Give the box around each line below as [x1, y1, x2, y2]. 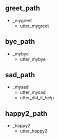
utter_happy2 [19, 128, 47, 134]
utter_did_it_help [19, 95, 54, 101]
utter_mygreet [19, 23, 49, 29]
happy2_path [5, 109, 47, 118]
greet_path [5, 4, 40, 13]
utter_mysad [19, 89, 46, 95]
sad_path [5, 71, 35, 80]
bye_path [5, 37, 35, 46]
